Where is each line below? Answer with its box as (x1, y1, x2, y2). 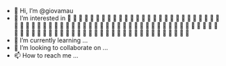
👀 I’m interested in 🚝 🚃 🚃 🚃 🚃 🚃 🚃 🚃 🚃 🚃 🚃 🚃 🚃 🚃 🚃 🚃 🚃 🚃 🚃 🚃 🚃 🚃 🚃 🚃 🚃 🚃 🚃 (13, 14, 220, 22)
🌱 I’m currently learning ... (13, 36, 88, 44)
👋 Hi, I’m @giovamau (13, 7, 74, 15)
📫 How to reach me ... (13, 51, 79, 59)
